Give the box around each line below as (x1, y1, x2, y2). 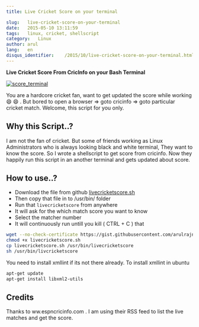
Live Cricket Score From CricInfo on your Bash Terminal (6, 69, 146, 76)
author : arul (6, 41, 38, 47)
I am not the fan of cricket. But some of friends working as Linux (6, 137, 163, 144)
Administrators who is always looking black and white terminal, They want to (6, 143, 193, 150)
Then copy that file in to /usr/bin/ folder (14, 195, 111, 202)
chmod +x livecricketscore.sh (6, 238, 81, 243)
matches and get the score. (6, 315, 73, 322)
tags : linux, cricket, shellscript (6, 30, 99, 36)
